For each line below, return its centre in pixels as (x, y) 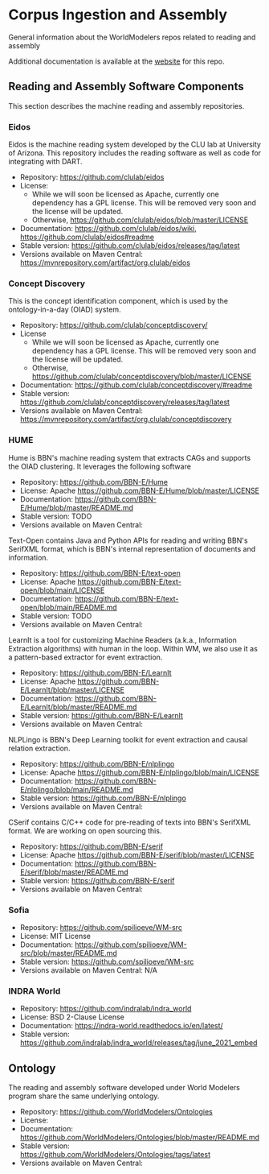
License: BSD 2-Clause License (72, 1017)
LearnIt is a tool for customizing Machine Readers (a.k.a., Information (122, 640)
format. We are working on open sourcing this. (85, 830)
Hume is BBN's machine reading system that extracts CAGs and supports (130, 457)
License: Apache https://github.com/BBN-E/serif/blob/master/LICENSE (137, 854)
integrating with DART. (45, 162)
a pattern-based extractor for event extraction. (86, 657)
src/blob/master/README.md (69, 953)
